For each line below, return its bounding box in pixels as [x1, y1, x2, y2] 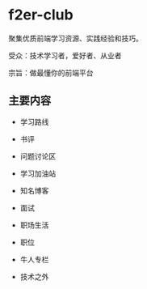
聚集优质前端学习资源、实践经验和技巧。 [8, 33, 143, 43]
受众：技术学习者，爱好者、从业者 [8, 50, 122, 60]
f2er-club [8, 6, 74, 24]
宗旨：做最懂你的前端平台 [8, 67, 94, 78]
